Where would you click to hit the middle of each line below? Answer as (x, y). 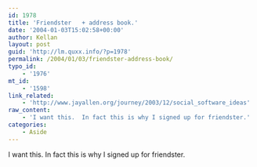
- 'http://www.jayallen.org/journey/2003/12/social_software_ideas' (136, 103)
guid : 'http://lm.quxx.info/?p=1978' (70, 52)
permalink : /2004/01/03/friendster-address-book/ (91, 60)
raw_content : (29, 111)
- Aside (34, 132)
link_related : (31, 96)
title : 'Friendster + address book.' (73, 23)
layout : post (29, 45)
